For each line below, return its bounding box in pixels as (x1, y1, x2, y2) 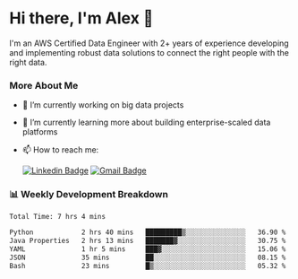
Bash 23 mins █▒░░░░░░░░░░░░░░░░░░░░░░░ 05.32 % (9, 261, 286, 270)
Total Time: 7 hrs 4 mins (9, 212, 106, 221)
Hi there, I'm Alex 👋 (9, 8, 154, 29)
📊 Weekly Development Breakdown (9, 188, 168, 201)
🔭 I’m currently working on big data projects (21, 100, 184, 110)
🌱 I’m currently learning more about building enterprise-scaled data (21, 117, 271, 128)
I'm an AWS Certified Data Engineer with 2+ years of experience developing (9, 38, 289, 48)
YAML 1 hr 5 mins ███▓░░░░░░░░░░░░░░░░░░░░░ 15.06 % (9, 245, 286, 254)
